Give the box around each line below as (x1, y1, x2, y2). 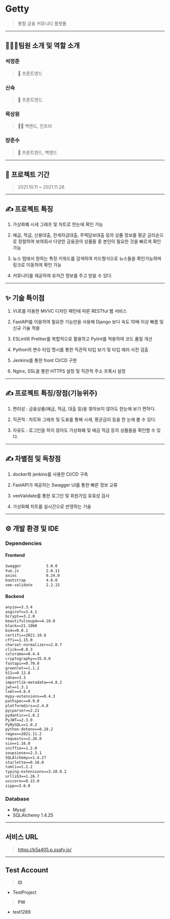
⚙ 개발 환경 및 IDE (5, 524, 59, 533)
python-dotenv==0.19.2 (5, 727, 53, 732)
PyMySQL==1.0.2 (5, 722, 37, 727)
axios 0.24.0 (5, 573, 60, 578)
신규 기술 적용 (12, 325, 40, 331)
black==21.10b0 (5, 623, 37, 629)
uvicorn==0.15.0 (5, 779, 39, 784)
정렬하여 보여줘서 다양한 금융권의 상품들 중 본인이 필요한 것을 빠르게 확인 (18, 238, 161, 244)
